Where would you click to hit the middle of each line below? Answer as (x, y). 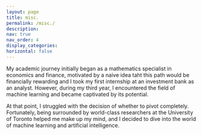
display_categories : (32, 46)
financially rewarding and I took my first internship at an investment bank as (100, 81)
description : (23, 29)
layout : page (23, 12)
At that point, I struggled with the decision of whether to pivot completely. (97, 106)
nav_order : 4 (23, 40)
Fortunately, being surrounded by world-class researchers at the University (100, 112)
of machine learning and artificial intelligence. (63, 125)
